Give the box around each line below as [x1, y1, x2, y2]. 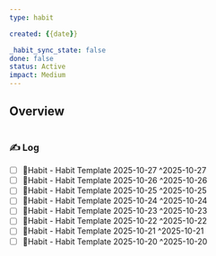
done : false [9, 54, 54, 63]
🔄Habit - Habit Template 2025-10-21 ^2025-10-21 [22, 225, 204, 236]
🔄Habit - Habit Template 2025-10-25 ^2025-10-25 [22, 185, 208, 196]
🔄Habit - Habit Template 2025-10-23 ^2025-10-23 [22, 206, 208, 216]
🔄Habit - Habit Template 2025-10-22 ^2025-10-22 [22, 216, 208, 226]
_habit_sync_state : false [9, 46, 106, 55]
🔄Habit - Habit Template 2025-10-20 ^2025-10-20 [22, 235, 208, 247]
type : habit [9, 13, 54, 22]
